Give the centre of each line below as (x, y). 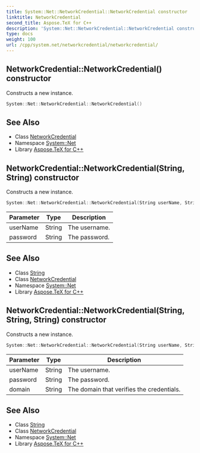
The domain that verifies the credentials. (124, 389)
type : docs (20, 34)
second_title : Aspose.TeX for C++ (49, 23)
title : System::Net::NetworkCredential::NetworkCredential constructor (97, 12)
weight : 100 (21, 39)
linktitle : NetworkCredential (44, 17)
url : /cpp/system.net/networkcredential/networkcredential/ (82, 45)
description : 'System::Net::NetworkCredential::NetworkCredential (90, 28)
